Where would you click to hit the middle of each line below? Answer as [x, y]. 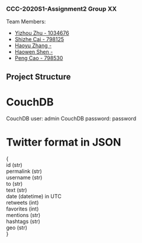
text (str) [17, 190]
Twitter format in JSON [64, 142]
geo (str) [17, 227]
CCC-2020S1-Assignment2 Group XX [62, 9]
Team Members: [26, 22]
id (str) [14, 165]
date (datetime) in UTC [34, 196]
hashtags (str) [23, 221]
